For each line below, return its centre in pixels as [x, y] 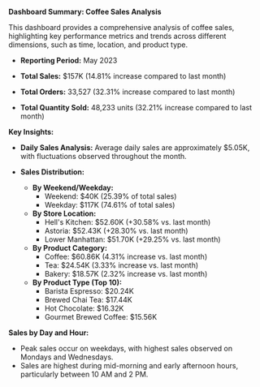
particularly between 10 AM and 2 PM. [84, 374]
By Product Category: [70, 248]
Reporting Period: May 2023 [69, 60]
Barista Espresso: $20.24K [89, 291]
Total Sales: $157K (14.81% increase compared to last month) [123, 76]
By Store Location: [64, 213]
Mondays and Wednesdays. [67, 357]
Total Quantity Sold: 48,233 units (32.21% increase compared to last [136, 107]
